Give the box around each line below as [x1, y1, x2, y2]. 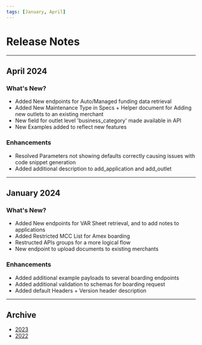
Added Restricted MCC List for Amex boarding [14, 232, 130, 240]
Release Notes [6, 34, 80, 48]
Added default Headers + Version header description [14, 287, 147, 294]
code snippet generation [14, 158, 76, 166]
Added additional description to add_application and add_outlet [14, 165, 172, 172]
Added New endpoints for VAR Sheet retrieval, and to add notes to [14, 220, 179, 227]
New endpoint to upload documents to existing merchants [14, 245, 159, 253]
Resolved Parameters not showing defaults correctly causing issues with [14, 152, 195, 160]
